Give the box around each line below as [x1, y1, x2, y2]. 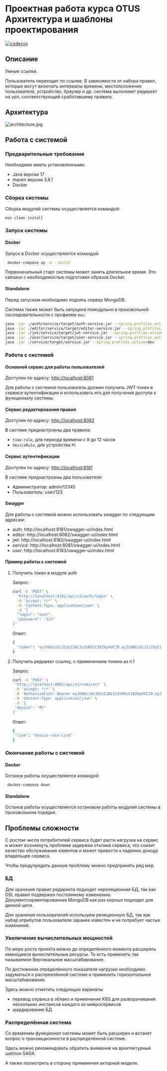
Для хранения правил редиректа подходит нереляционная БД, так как [5, 886, 156, 892]
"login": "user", [17, 612, 53, 617]
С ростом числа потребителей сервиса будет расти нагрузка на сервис [5, 837, 159, 843]
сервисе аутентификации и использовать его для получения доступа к [5, 390, 157, 396]
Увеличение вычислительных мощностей [5, 935, 113, 942]
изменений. [5, 922, 30, 928]
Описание [5, 55, 38, 64]
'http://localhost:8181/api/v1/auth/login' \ [17, 593, 113, 599]
